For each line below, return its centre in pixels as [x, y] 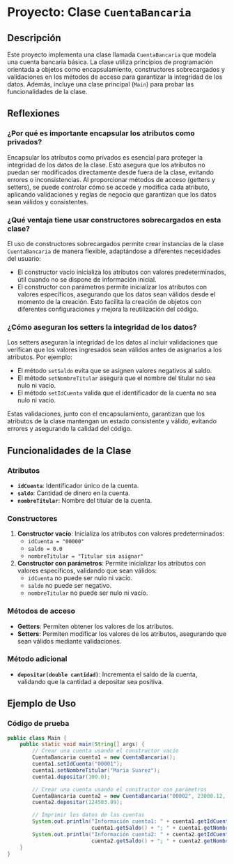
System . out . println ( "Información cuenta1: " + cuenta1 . [115, 821]
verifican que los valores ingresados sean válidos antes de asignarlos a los [115, 350]
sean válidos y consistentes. [48, 202]
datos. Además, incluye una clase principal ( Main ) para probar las [101, 84]
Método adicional [37, 659]
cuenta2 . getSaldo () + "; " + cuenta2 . [148, 841]
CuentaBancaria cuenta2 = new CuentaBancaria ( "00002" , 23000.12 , [129, 796]
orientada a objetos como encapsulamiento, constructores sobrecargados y [116, 69]
